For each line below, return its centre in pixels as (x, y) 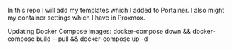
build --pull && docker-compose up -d (92, 39)
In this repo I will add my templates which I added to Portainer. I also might (116, 10)
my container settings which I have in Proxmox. (76, 18)
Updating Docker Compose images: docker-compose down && (99, 31)
